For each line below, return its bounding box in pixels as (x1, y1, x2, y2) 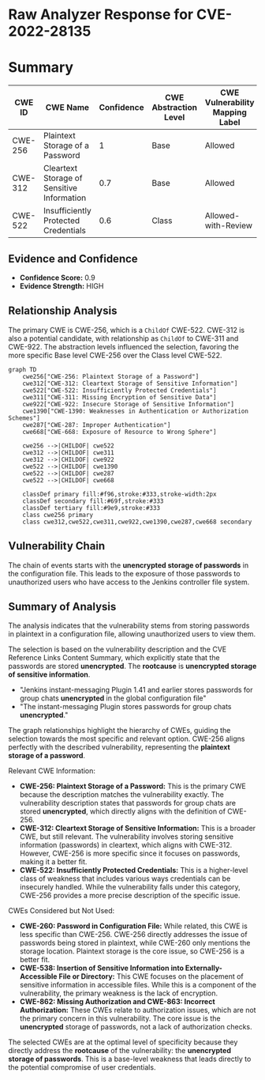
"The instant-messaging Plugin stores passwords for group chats (19, 702, 232, 712)
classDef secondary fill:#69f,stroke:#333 (22, 497, 164, 505)
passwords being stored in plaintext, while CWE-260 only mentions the (19, 938, 251, 948)
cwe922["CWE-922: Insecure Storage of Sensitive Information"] (22, 400, 235, 408)
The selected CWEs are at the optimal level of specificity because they (8, 1037, 238, 1047)
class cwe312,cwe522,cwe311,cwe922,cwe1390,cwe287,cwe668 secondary (22, 518, 252, 526)
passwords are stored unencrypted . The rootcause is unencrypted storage (8, 662, 257, 671)
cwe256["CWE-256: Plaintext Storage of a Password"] (22, 372, 200, 380)
